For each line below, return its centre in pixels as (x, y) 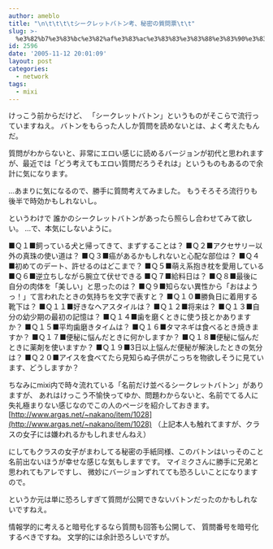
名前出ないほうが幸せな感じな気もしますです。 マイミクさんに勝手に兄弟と (134, 462)
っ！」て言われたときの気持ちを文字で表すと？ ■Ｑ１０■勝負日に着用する (133, 297)
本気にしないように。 (80, 229)
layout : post (30, 62)
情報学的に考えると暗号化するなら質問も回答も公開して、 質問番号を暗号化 (134, 527)
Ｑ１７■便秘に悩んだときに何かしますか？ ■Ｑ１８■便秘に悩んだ (149, 338)
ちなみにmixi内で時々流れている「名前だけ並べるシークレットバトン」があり (136, 385)
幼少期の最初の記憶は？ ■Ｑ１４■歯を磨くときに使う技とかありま (133, 317)
